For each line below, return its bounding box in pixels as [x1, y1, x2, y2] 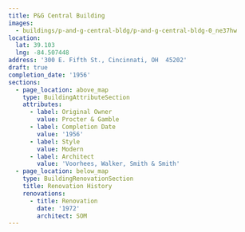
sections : [8, 78, 41, 86]
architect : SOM [37, 212, 88, 220]
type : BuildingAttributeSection [22, 93, 130, 101]
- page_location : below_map [15, 167, 109, 175]
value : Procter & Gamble [37, 116, 120, 124]
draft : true [8, 64, 48, 72]
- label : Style [29, 137, 81, 146]
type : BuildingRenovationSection [22, 175, 134, 183]
